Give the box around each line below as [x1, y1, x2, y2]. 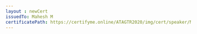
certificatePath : [5, 19, 48, 25]
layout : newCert [5, 8, 48, 14]
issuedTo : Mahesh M [5, 14, 54, 20]
